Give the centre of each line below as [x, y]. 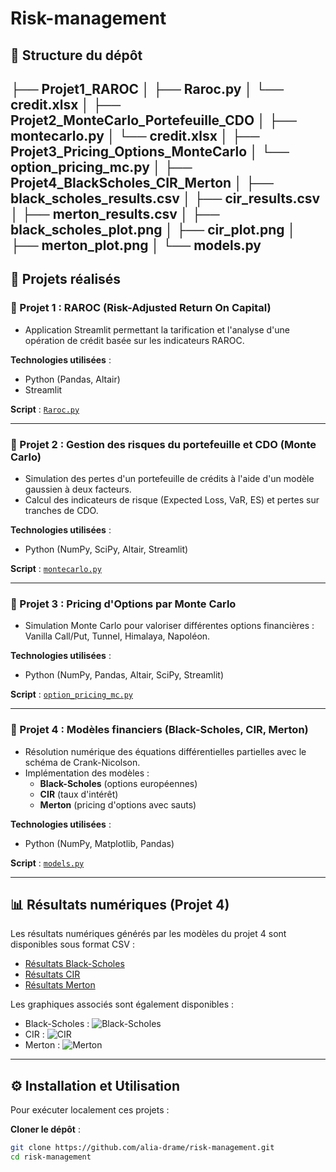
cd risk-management [51, 1157]
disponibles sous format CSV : [72, 944]
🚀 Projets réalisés [66, 279]
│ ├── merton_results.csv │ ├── [115, 213]
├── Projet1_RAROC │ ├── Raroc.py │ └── [147, 88]
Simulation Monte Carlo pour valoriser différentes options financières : [169, 626]
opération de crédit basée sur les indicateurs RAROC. [134, 340]
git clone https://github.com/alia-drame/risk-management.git [142, 1148]
